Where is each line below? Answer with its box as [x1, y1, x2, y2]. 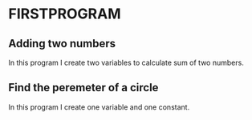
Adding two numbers [8, 37, 116, 50]
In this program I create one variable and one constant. [8, 102, 190, 112]
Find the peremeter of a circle [8, 81, 159, 94]
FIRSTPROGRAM [8, 5, 121, 23]
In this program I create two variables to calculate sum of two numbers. [8, 58, 245, 67]
